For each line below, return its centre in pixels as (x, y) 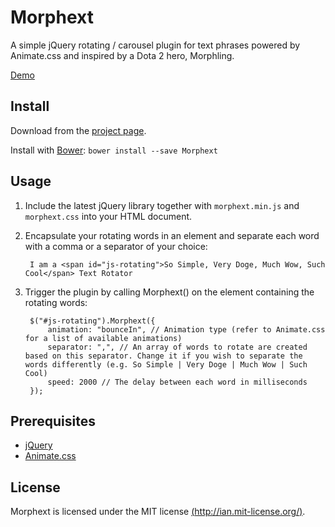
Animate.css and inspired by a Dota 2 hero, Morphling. (122, 55)
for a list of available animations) (103, 338)
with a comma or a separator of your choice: (116, 246)
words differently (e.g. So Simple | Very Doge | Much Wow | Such (166, 364)
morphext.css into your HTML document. (108, 216)
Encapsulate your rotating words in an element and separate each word (172, 235)
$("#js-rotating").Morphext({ (92, 321)
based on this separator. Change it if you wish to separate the (163, 356)
